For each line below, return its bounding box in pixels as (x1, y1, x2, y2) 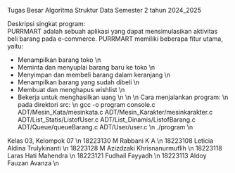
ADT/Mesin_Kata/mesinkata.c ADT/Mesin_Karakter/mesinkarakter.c (17, 108, 213, 116)
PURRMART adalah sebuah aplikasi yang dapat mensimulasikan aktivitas (7, 27, 218, 35)
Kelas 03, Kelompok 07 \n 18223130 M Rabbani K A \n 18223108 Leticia (7, 136, 214, 145)
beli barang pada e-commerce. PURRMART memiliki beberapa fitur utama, (7, 34, 223, 43)
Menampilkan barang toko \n (17, 56, 101, 64)
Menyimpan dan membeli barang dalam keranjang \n (17, 70, 171, 79)
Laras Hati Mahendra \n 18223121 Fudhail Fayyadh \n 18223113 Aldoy (7, 151, 207, 160)
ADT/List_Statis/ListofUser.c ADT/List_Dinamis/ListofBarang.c (17, 115, 196, 124)
